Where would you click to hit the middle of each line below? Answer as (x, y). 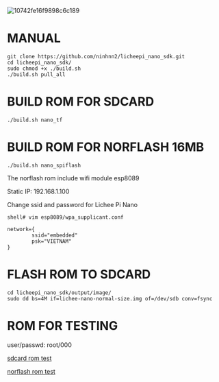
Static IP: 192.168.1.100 (38, 191)
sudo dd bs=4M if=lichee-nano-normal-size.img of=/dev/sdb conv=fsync (110, 298)
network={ (21, 229)
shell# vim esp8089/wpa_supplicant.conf (66, 217)
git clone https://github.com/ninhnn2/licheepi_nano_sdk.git (96, 56)
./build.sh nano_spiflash (44, 165)
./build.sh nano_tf (35, 120)
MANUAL (34, 38)
